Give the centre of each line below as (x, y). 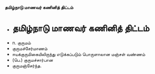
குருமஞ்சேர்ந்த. (27, 65)
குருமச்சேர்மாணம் (30, 48)
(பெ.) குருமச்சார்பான (33, 60)
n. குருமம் (21, 42)
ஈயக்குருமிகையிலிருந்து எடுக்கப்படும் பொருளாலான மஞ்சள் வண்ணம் (79, 54)
